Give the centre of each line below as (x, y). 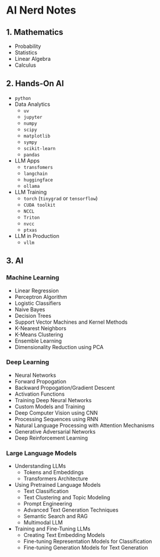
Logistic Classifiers (38, 303)
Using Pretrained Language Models (58, 485)
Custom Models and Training (50, 406)
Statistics (26, 53)
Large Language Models (41, 453)
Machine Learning (33, 278)
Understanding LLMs (40, 466)
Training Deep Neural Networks (53, 400)
